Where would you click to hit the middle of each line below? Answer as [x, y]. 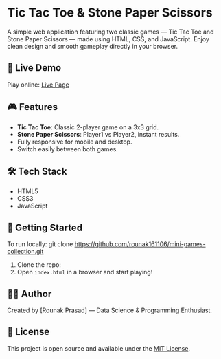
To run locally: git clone [40, 244]
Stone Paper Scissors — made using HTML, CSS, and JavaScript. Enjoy [108, 39]
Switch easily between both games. [67, 149]
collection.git [25, 252]
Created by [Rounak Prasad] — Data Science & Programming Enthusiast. [110, 310]
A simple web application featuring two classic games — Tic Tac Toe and [110, 32]
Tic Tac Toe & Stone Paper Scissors [110, 13]
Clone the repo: [39, 265]
